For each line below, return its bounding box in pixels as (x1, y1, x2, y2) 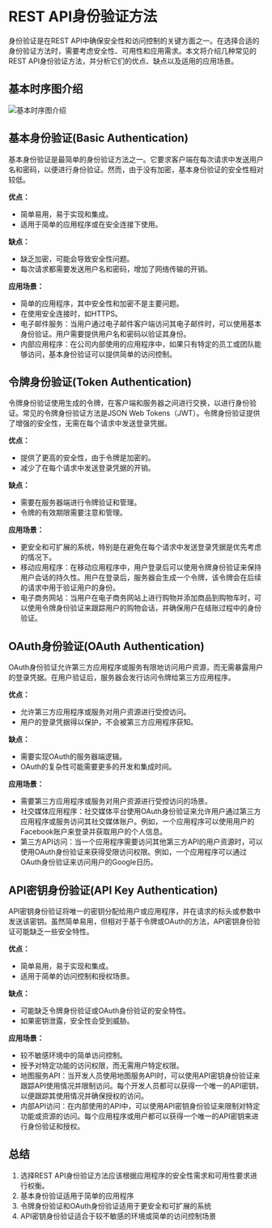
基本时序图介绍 (8, 82, 83, 96)
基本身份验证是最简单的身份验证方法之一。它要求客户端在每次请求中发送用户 (8, 154, 264, 164)
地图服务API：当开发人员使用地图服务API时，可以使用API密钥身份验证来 (19, 1071, 261, 1080)
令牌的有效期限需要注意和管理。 (19, 508, 127, 518)
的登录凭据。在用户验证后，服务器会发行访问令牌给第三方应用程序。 (8, 673, 236, 683)
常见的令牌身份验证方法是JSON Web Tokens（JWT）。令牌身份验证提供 (22, 408, 261, 418)
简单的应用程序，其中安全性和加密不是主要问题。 (19, 298, 184, 308)
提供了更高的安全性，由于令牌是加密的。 (19, 453, 155, 463)
